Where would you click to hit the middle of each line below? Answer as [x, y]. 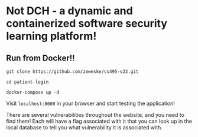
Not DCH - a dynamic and [69, 11]
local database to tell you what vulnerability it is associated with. [84, 128]
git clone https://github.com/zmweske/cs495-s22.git [72, 72]
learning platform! [51, 36]
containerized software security [87, 23]
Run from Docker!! [40, 58]
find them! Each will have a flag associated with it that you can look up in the [99, 121]
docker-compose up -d [33, 93]
